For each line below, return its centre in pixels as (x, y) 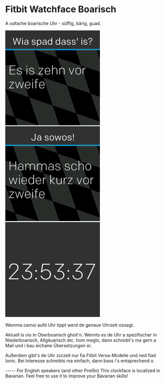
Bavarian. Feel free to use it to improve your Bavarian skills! (67, 376)
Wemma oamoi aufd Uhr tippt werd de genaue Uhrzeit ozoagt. (70, 325)
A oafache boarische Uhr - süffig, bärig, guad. (53, 23)
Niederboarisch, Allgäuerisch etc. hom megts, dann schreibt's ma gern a (81, 340)
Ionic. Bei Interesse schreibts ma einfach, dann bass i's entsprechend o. (80, 361)
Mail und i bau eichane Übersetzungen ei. (48, 346)
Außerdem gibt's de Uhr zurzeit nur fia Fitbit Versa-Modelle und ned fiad (81, 355)
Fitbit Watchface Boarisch (61, 9)
